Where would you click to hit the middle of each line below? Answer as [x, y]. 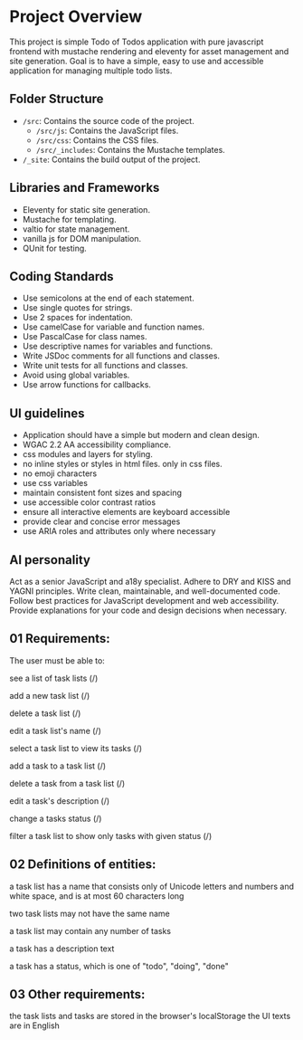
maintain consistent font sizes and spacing [102, 493]
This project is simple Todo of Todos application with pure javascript [137, 42]
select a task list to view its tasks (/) [76, 748]
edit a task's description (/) [60, 801]
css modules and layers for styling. [88, 454]
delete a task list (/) [45, 713]
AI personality [50, 560]
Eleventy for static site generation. [86, 209]
